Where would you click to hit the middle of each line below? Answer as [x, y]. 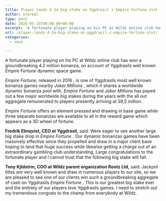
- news [16, 42]
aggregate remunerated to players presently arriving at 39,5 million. [74, 101]
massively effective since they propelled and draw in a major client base [79, 141]
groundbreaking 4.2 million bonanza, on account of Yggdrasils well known [81, 65]
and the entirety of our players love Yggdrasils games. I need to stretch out [81, 188]
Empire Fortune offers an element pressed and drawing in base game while [82, 111]
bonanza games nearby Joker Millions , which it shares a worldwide [74, 85]
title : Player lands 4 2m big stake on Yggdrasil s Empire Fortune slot [82, 10]
